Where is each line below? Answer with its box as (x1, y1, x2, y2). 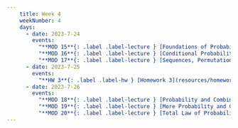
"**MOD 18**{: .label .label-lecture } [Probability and (38, 97, 211, 104)
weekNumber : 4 (19, 17, 61, 24)
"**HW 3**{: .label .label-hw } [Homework (38, 76, 166, 84)
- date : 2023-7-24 (25, 30, 80, 38)
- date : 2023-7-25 (25, 63, 80, 70)
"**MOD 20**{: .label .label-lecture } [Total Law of (38, 110, 201, 117)
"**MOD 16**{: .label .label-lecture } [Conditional (38, 50, 198, 58)
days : (19, 23, 36, 31)
